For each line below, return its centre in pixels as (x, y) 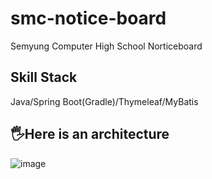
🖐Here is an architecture (90, 134)
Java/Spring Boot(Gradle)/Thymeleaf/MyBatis (104, 101)
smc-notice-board (88, 18)
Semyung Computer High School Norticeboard (106, 46)
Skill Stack (44, 77)
